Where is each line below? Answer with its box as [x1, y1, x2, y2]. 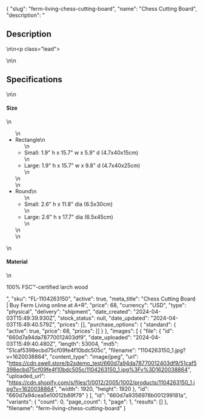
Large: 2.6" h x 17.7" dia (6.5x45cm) [24, 213, 113, 221]
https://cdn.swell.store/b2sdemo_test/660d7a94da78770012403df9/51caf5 [8, 360, 197, 367]
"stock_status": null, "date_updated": [57, 314, 150, 322]
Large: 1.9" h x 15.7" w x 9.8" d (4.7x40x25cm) [24, 162, 141, 169]
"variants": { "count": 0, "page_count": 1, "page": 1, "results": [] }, [6, 398, 168, 405]
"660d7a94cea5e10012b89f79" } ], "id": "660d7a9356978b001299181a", [6, 392, 187, 399]
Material [6, 258, 28, 265]
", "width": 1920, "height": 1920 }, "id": [53, 385, 150, 393]
